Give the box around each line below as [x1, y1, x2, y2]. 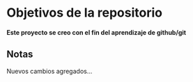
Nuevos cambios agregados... [6, 67, 93, 75]
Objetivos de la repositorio [6, 5, 163, 21]
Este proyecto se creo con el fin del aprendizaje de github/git [6, 28, 186, 36]
